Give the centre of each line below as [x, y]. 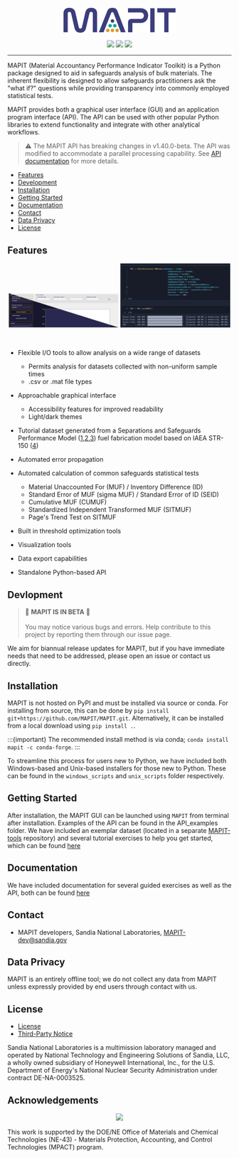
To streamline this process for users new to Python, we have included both [117, 761]
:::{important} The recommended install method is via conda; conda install [118, 740]
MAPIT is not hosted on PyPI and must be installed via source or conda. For [118, 703]
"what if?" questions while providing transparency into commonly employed [118, 88]
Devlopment [35, 595]
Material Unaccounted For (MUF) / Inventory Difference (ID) [116, 487]
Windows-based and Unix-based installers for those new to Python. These [117, 768]
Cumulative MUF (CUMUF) [68, 502]
